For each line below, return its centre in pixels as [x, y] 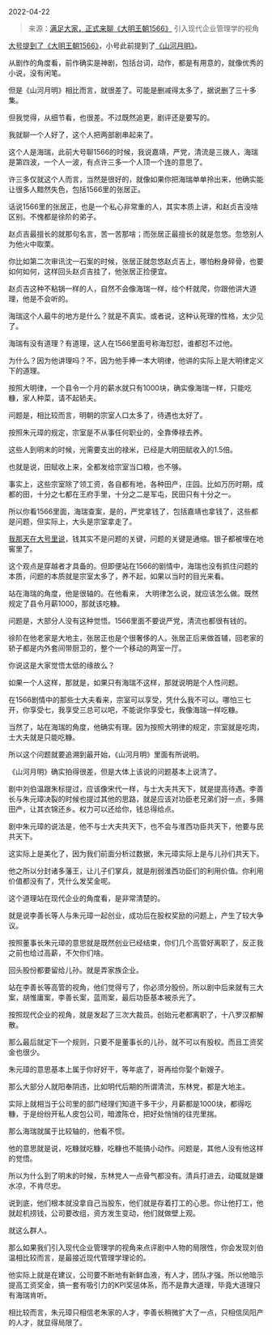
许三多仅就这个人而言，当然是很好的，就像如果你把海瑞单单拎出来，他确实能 [136, 179]
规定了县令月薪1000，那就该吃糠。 [66, 604]
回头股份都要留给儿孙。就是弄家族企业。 [76, 970]
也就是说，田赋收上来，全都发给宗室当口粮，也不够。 [97, 467]
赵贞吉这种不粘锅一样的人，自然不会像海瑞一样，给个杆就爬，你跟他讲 [125, 288]
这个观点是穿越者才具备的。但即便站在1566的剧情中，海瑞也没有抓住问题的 [134, 566]
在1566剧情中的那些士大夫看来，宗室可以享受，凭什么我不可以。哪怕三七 [130, 699]
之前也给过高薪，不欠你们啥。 [58, 953]
